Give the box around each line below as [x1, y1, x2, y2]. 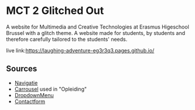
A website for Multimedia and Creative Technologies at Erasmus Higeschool [6, 23, 189, 30]
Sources [6, 64, 37, 74]
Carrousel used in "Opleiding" [14, 86, 87, 93]
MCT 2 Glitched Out [6, 4, 104, 17]
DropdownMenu [14, 91, 54, 98]
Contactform [14, 98, 46, 105]
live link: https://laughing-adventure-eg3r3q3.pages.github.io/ [6, 47, 155, 54]
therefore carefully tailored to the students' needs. [6, 36, 128, 42]
